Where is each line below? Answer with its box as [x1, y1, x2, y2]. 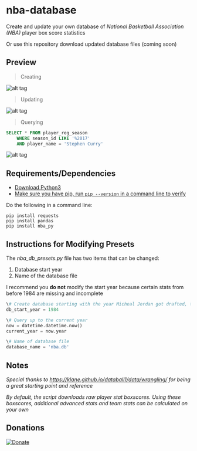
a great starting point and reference [6, 382, 93, 389]
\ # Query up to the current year [6, 317, 88, 323]
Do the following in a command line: [6, 202, 93, 209]
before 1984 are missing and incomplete [6, 290, 104, 297]
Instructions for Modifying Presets [6, 239, 135, 249]
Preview [6, 57, 37, 67]
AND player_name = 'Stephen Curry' [16, 141, 104, 147]
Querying [20, 118, 43, 126]
